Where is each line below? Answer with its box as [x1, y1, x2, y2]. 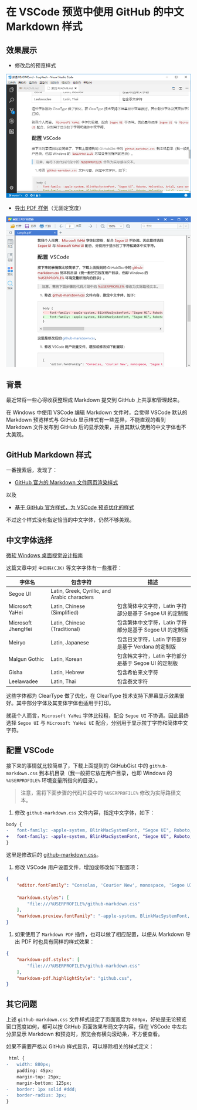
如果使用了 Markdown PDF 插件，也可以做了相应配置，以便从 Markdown [14, 931, 185, 938]
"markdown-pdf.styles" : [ [16, 956, 80, 962]
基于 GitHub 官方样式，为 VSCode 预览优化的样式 [14, 504, 135, 511]
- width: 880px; [6, 1062, 51, 1068]
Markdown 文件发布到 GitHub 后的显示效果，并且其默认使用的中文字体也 [6, 423, 182, 431]
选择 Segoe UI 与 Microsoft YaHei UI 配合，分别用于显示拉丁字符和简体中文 [6, 719, 188, 726]
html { [8, 1055, 25, 1061]
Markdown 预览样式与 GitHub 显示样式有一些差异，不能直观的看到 [6, 416, 166, 423]
